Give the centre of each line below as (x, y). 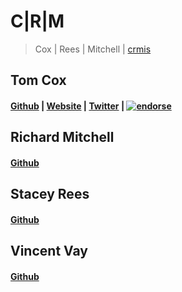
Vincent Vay (49, 251)
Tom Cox (38, 80)
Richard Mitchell (62, 137)
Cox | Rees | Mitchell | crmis (93, 49)
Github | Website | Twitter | (67, 106)
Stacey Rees (50, 194)
